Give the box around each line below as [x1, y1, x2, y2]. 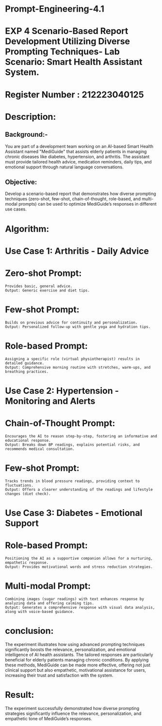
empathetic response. [5, 560, 49, 565]
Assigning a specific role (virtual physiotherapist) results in [5, 356, 140, 361]
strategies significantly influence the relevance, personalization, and [5, 710, 142, 716]
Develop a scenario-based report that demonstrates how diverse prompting [5, 191, 156, 197]
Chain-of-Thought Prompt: [5, 418, 115, 429]
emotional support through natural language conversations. [5, 164, 124, 170]
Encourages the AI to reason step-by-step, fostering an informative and [5, 434, 158, 438]
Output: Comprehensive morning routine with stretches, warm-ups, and [5, 365, 151, 370]
